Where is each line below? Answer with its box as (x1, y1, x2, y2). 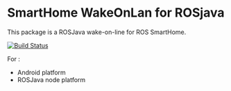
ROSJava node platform (17, 75, 86, 84)
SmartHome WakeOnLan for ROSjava (7, 5, 225, 21)
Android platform (17, 68, 66, 76)
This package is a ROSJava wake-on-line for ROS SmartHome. (7, 28, 187, 36)
